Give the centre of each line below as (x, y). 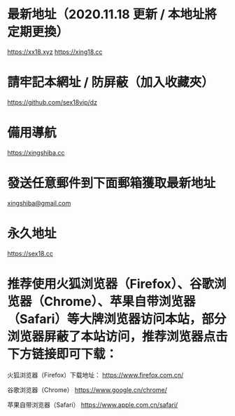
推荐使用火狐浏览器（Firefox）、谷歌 (111, 284)
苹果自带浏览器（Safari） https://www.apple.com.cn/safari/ (93, 405)
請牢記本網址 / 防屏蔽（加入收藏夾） (111, 82)
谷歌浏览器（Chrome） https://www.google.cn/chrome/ (87, 389)
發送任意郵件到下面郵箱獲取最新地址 (112, 183)
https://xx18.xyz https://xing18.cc (55, 52)
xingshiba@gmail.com (39, 203)
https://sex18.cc (30, 253)
